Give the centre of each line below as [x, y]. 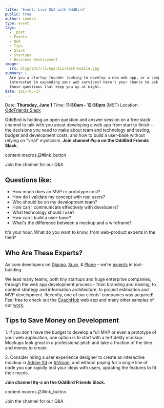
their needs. [17, 373]
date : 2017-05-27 [23, 91]
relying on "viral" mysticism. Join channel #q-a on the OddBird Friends [77, 141]
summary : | [16, 73]
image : [12, 64]
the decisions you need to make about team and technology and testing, [78, 130]
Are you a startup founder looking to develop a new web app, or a [80, 78]
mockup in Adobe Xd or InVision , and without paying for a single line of [76, 362]
